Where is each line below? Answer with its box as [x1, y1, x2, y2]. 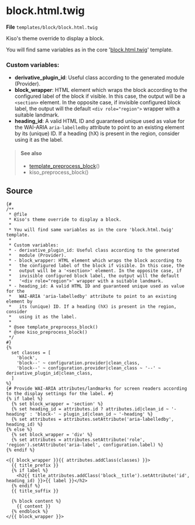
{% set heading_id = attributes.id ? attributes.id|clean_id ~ [11, 406, 169, 412]
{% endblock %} [11, 509, 49, 514]
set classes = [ [11, 350, 51, 356]
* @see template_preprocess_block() [8, 324, 98, 330]
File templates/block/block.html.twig [6, 23, 98, 30]
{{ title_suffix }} [11, 488, 59, 494]
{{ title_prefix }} [11, 462, 59, 469]
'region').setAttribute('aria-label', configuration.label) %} [6, 442, 164, 448]
